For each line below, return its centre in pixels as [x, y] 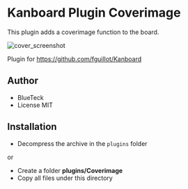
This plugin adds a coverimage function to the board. [83, 32]
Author [23, 81]
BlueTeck [30, 97]
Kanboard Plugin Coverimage [94, 13]
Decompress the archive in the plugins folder [82, 143]
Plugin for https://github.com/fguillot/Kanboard [75, 59]
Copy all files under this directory [65, 178]
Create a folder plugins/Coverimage [70, 170]
